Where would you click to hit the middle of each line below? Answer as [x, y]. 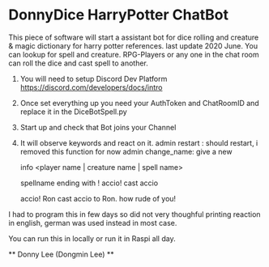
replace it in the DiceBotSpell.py [73, 112]
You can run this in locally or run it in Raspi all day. [92, 238]
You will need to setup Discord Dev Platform [94, 78]
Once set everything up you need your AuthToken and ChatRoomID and [139, 103]
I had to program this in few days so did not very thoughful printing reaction [134, 214]
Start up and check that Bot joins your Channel [98, 127]
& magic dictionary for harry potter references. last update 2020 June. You [133, 45]
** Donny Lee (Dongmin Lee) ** [62, 254]
